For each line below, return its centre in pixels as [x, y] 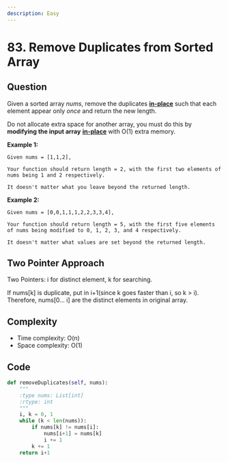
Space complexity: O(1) [50, 346]
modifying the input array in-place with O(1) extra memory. [91, 131]
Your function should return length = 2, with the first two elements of [114, 169]
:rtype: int [36, 402]
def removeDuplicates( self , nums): [58, 383]
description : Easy [33, 13]
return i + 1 [35, 452]
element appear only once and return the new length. [82, 111]
